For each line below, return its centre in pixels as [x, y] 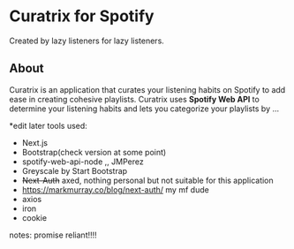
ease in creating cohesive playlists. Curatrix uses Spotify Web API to [135, 99]
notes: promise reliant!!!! [53, 235]
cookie [34, 217]
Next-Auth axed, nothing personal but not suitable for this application [147, 180]
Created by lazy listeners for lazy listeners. [87, 41]
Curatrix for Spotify [82, 16]
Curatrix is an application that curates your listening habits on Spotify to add [147, 89]
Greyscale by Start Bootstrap [75, 170]
